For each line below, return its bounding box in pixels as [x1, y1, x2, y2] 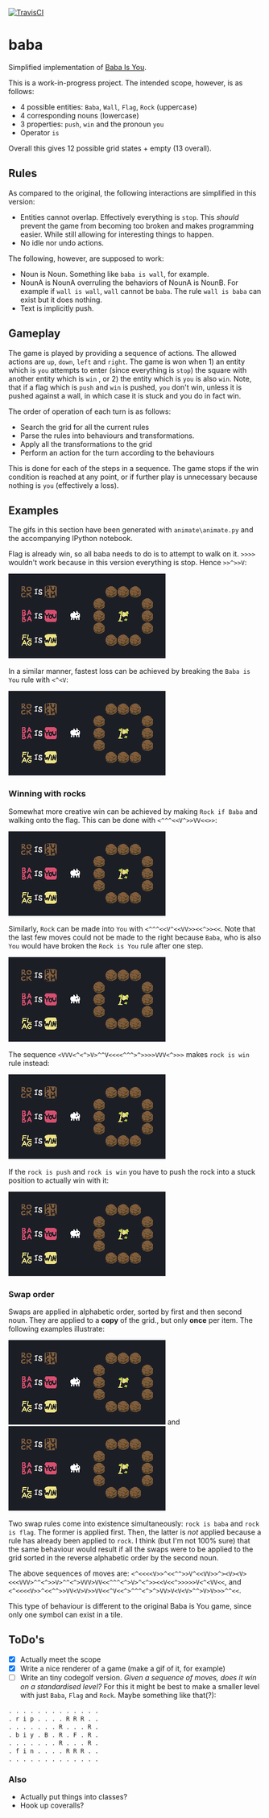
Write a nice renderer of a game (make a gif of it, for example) [19, 1663, 226, 1673]
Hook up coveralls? [19, 1800, 85, 1811]
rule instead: [8, 1058, 50, 1068]
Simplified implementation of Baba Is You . [8, 62, 147, 72]
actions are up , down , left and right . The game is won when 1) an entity [8, 357, 246, 366]
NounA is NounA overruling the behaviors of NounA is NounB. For [19, 278, 239, 287]
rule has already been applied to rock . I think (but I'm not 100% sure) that [8, 1535, 251, 1545]
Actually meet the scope [19, 1655, 101, 1664]
